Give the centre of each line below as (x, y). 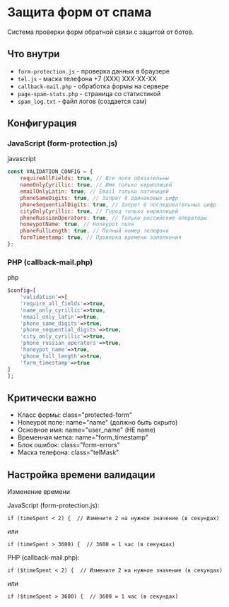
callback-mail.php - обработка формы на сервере (93, 86)
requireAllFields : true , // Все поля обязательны (95, 178)
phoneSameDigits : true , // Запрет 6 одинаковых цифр (99, 198)
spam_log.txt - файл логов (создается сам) (82, 101)
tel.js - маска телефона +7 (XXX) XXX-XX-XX (87, 78)
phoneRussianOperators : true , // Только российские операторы (113, 218)
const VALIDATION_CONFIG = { (50, 172)
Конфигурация (42, 123)
